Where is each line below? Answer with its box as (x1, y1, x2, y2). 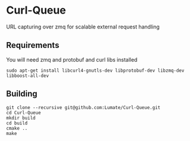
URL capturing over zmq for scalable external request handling (6, 23, 160, 30)
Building (6, 89, 37, 99)
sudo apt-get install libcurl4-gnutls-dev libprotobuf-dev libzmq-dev (6, 68, 185, 73)
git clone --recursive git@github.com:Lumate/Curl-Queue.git (6, 104, 161, 110)
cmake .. (6, 125, 28, 131)
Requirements (6, 40, 59, 50)
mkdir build (6, 115, 36, 121)
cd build (6, 120, 28, 126)
